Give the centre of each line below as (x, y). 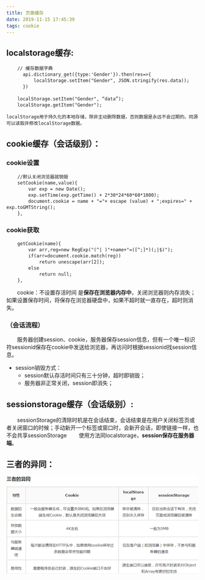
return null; (55, 274)
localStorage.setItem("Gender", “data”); (70, 99)
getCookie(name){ (39, 244)
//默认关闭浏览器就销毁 (43, 177)
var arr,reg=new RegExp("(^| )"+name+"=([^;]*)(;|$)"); (101, 250)
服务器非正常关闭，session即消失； (69, 383)
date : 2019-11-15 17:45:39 (41, 19)
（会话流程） (25, 325)
